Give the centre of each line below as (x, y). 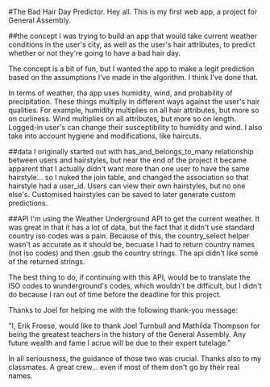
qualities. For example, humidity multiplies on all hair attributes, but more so (134, 110)
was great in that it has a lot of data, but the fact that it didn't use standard (132, 227)
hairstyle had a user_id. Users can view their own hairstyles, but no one (127, 186)
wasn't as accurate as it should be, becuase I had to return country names (132, 244)
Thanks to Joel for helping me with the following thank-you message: (123, 310)
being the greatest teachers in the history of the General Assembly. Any (127, 334)
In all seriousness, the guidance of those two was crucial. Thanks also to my (135, 358)
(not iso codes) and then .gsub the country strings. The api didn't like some (133, 253)
